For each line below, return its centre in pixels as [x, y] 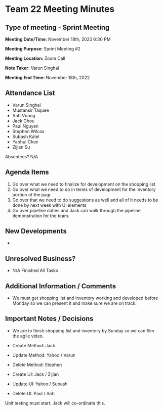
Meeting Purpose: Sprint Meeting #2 [43, 49]
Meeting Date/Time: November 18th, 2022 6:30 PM [58, 39]
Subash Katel [26, 137]
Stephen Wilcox [28, 131]
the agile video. [28, 336]
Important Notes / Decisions [49, 319]
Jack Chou [23, 121]
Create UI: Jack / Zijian [36, 374]
